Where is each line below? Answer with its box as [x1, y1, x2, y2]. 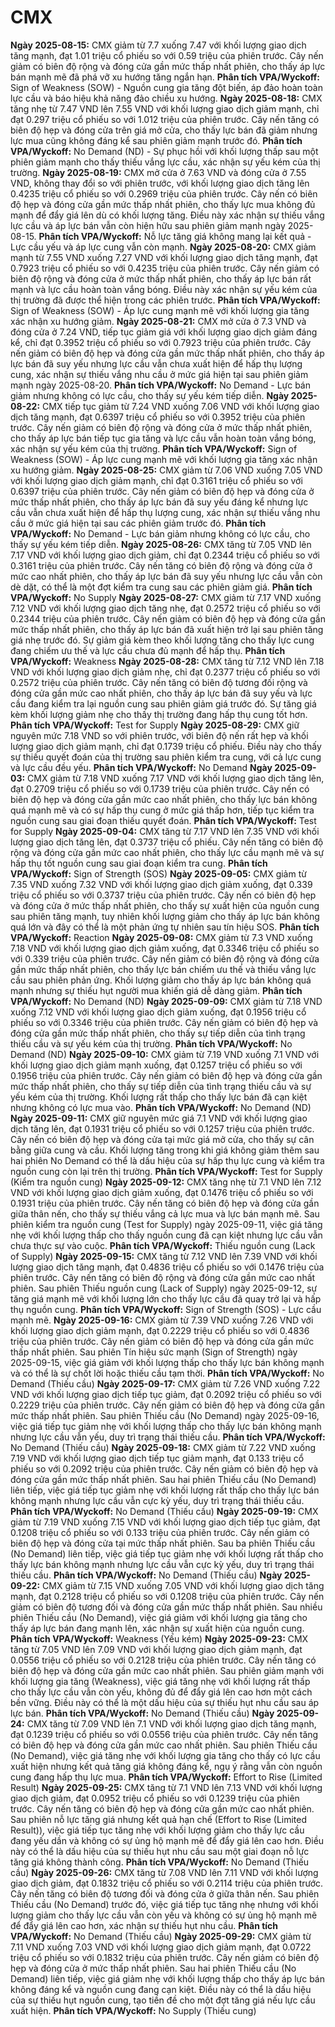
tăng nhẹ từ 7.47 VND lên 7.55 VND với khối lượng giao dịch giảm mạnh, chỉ [10, 102, 320, 115]
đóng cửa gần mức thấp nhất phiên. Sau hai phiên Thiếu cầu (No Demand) [10, 1473, 317, 1485]
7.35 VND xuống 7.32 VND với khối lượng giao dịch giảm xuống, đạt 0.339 [10, 878, 313, 890]
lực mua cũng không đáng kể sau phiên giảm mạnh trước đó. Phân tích [10, 134, 303, 146]
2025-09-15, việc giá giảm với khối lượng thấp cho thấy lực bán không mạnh [10, 1356, 325, 1368]
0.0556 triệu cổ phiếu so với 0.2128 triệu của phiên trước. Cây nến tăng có [10, 1654, 317, 1666]
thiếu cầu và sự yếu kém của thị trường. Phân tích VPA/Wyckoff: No [10, 1037, 293, 1050]
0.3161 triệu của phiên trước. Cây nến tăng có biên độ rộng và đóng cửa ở [10, 559, 313, 571]
